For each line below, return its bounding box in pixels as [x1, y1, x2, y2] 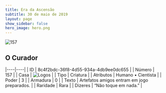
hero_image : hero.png [5, 26, 50, 31]
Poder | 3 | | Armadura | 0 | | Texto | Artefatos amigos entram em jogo [5, 77, 149, 83]
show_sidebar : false [5, 21, 48, 26]
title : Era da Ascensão [5, 7, 55, 12]
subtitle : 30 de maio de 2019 [5, 12, 68, 17]
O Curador [5, 53, 38, 62]
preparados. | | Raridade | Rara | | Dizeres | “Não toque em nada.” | [5, 82, 143, 88]
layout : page [5, 16, 32, 21]
